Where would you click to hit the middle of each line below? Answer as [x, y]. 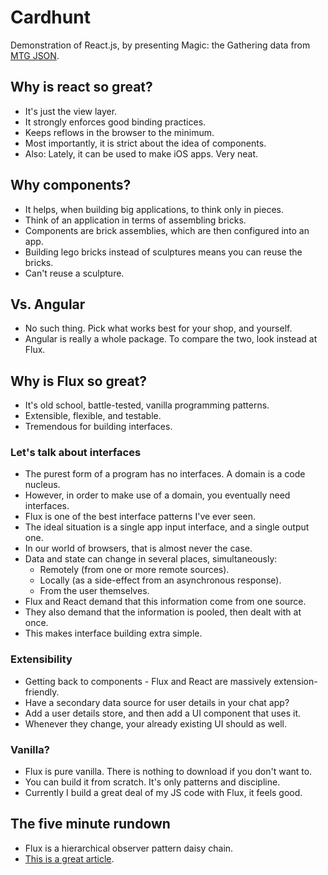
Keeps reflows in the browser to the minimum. [119, 132]
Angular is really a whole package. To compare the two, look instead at [171, 339]
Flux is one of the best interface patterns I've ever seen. [140, 517]
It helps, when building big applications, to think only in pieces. [154, 209]
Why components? [71, 185]
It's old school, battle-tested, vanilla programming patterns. [147, 405]
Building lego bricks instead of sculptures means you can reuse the [163, 252]
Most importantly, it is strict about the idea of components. [145, 143]
